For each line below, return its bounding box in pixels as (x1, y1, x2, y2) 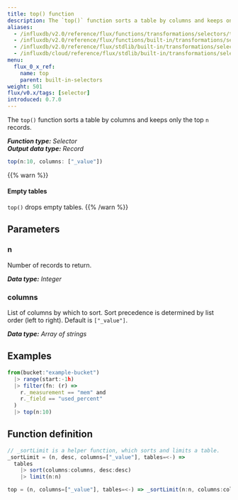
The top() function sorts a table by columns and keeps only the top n (7, 116, 209, 124)
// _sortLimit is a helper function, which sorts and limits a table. (7, 447, 220, 454)
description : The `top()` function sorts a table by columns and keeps (7, 17, 223, 24)
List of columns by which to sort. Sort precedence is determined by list (7, 309, 215, 317)
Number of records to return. (7, 260, 92, 270)
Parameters (7, 223, 60, 235)
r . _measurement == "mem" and (20, 389, 106, 396)
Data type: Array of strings (7, 330, 87, 338)
